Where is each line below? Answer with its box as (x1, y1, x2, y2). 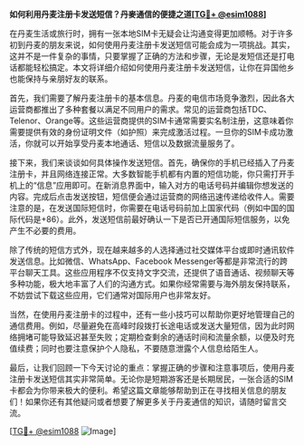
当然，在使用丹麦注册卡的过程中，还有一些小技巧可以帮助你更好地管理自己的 (9, 309, 295, 320)
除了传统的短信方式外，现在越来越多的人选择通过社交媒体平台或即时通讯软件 (9, 245, 295, 255)
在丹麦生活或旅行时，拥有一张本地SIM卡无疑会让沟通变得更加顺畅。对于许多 (9, 28, 294, 39)
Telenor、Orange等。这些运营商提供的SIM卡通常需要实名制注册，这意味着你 (9, 115, 294, 126)
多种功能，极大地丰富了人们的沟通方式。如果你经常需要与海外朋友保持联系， (9, 278, 295, 289)
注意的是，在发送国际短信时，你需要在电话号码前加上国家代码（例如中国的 (9, 203, 287, 213)
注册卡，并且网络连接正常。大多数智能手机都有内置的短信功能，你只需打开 (9, 169, 287, 179)
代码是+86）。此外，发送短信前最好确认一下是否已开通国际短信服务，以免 (16, 214, 290, 225)
